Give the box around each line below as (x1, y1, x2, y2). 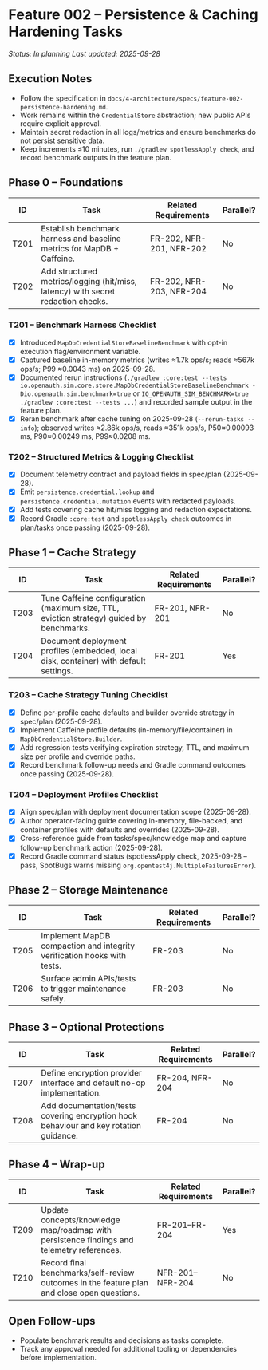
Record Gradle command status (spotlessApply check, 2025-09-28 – (19, 851, 247, 861)
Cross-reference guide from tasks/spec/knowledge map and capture (19, 834, 247, 843)
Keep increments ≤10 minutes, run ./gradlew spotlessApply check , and (19, 144, 254, 153)
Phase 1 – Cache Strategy (8, 546, 137, 559)
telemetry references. (41, 1245, 122, 1255)
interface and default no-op (41, 1077, 146, 1088)
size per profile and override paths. (19, 752, 136, 761)
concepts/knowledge (41, 1214, 120, 1226)
